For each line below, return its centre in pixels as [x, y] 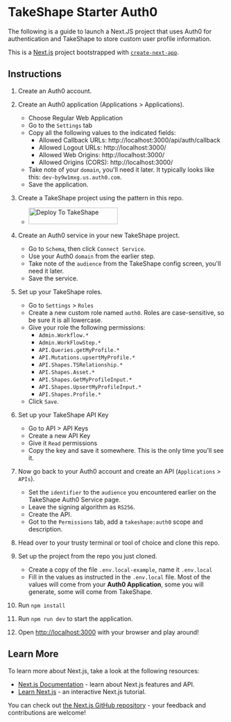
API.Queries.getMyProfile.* [79, 350]
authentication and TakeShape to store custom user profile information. [110, 38]
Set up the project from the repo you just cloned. [87, 556]
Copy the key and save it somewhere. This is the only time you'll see [126, 450]
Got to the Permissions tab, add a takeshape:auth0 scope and [115, 522]
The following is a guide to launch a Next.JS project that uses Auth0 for [110, 31]
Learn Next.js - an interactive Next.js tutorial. [82, 691]
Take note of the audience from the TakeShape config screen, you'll [125, 263]
